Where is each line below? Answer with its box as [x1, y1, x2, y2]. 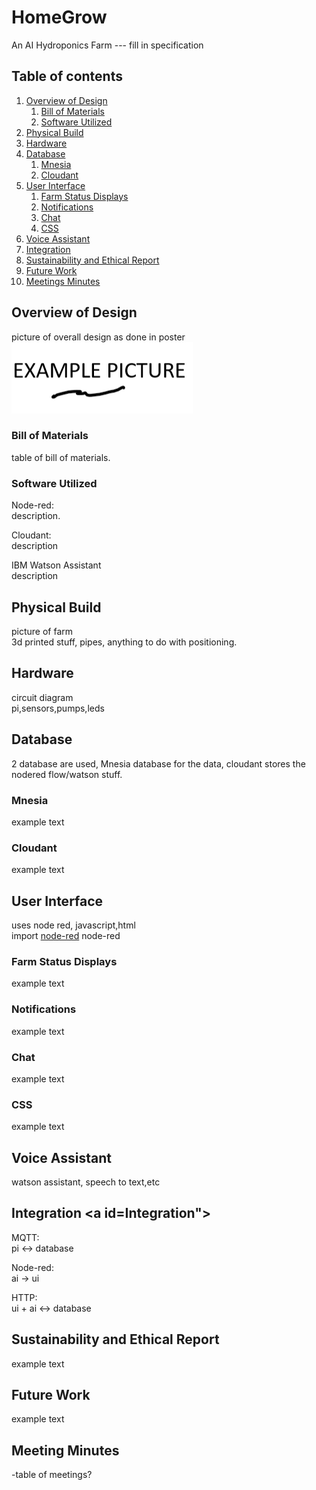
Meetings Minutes [25, 275, 101, 287]
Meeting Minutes [11, 1442, 120, 1459]
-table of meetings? [11, 1469, 93, 1481]
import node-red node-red [11, 930, 121, 941]
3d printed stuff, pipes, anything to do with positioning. [11, 636, 238, 648]
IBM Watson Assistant [11, 559, 102, 571]
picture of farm [11, 625, 74, 637]
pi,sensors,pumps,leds [11, 702, 105, 714]
